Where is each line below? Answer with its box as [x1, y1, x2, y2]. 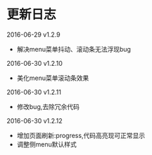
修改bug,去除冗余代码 [16, 102, 80, 110]
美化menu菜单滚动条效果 [16, 74, 89, 82]
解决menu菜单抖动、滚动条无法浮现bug [16, 45, 132, 53]
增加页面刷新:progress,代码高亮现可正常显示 [16, 131, 146, 139]
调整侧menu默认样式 [16, 139, 77, 149]
